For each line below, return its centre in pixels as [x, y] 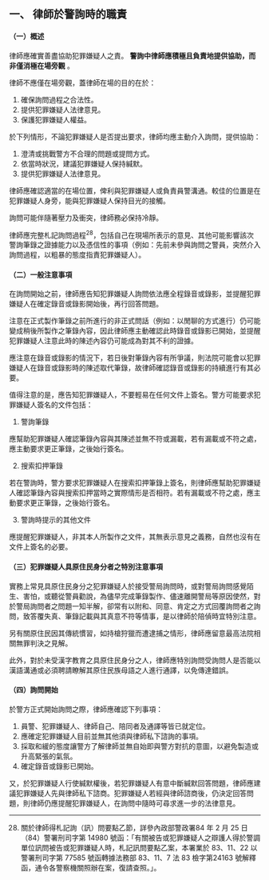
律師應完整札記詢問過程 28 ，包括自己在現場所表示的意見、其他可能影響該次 [132, 234]
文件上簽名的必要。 [41, 547]
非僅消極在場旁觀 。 [42, 66]
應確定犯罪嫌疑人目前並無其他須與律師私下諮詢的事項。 [111, 736]
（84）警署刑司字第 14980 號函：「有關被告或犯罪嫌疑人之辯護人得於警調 [140, 838]
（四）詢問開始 [34, 690]
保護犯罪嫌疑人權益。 [55, 119]
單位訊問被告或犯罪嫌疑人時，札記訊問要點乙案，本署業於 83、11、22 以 [139, 847]
